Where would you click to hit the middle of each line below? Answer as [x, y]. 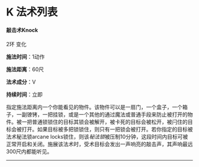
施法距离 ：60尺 [25, 69]
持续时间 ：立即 [24, 95]
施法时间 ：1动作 [25, 57]
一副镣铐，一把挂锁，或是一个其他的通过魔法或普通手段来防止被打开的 [102, 115]
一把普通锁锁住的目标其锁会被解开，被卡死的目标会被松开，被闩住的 [105, 122]
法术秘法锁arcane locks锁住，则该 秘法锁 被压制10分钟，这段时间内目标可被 [97, 137]
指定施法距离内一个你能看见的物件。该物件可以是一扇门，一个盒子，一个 [94, 107]
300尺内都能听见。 [29, 152]
